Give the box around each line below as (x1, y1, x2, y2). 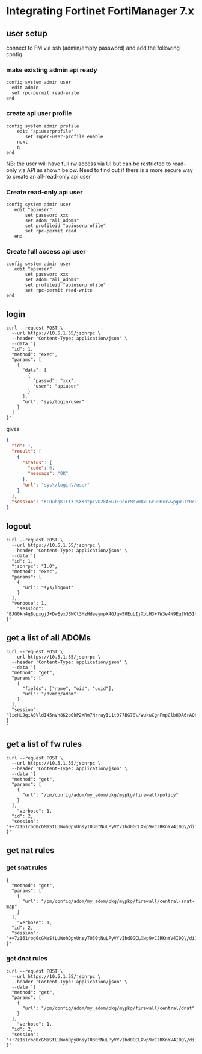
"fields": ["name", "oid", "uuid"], (22, 686, 114, 692)
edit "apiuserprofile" (17, 128, 74, 134)
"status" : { (22, 459, 52, 465)
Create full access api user (6, 247, 86, 255)
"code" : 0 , (28, 465, 55, 471)
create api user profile (6, 109, 72, 118)
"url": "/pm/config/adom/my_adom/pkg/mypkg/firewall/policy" (22, 792, 179, 798)
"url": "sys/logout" (22, 584, 74, 591)
